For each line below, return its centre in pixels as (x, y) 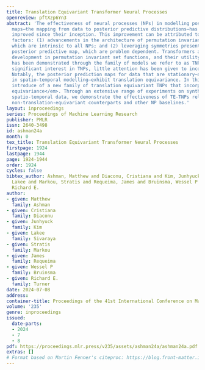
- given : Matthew (28, 199)
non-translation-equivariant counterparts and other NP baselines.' (101, 102)
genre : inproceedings (34, 312)
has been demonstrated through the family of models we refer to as (101, 63)
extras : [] (20, 352)
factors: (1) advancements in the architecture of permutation (94, 40)
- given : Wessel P (30, 267)
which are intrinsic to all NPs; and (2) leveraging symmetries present (106, 46)
